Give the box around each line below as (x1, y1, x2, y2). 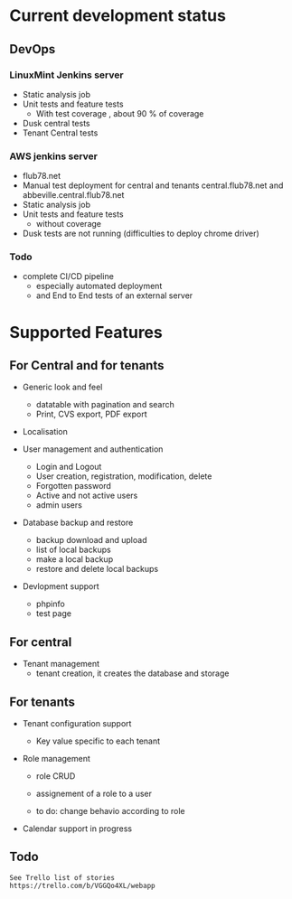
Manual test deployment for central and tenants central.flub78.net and (22, 180, 284, 191)
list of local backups (35, 544, 111, 556)
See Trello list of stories (9, 873, 116, 882)
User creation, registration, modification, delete (35, 471, 212, 482)
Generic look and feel (22, 381, 103, 393)
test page (35, 608, 72, 619)
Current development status (9, 5, 226, 26)
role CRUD (35, 771, 76, 782)
